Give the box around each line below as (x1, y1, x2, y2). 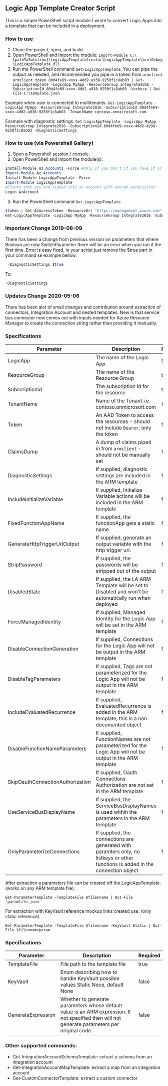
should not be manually (95, 452, 151, 459)
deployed (95, 601, 118, 608)
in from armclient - (95, 445, 141, 452)
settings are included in (95, 472, 151, 479)
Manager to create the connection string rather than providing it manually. (5, 320, 157, 326)
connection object (95, 867, 138, 874)
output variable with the (95, 540, 151, 548)
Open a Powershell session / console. (12, 151, 90, 157)
